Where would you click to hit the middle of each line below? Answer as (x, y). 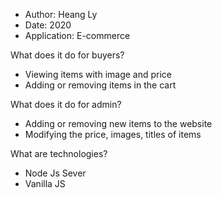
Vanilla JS (45, 183)
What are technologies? (59, 153)
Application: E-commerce (77, 35)
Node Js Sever (55, 173)
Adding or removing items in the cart (100, 85)
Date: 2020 (48, 25)
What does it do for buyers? (67, 55)
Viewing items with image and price (98, 74)
